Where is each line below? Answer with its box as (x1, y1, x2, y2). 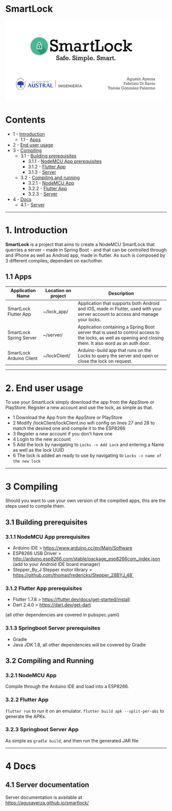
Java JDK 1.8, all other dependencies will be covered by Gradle (12, 642, 146, 648)
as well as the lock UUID (12, 447, 64, 453)
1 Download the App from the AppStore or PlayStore (12, 414, 123, 421)
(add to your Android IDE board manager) (12, 561, 101, 567)
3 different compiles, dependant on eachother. (5, 257, 103, 264)
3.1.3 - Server (28, 169, 56, 175)
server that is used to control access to (77, 329, 160, 335)
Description (108, 290, 134, 296)
